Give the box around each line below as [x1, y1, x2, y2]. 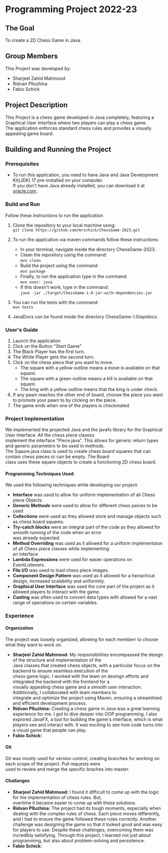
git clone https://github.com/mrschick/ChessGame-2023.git [12, 227, 141, 233]
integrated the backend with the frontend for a [12, 678, 110, 684]
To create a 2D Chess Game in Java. [5, 37, 82, 43]
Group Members [5, 52, 58, 60]
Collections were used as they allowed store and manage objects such [12, 513, 161, 519]
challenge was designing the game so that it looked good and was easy [12, 821, 162, 827]
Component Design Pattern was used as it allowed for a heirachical [12, 573, 155, 579]
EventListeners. [12, 562, 46, 568]
